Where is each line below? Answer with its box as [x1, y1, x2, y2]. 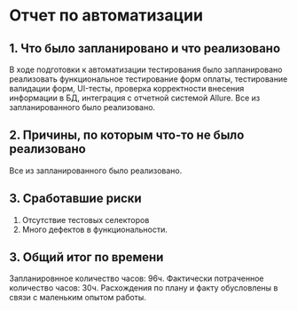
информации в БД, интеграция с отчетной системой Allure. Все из [9, 92, 261, 103]
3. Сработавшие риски [9, 191, 142, 206]
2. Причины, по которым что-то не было [9, 128, 245, 143]
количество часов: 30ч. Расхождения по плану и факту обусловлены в [9, 283, 278, 293]
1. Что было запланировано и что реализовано [9, 41, 281, 56]
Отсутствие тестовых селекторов [21, 214, 150, 225]
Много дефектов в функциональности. [21, 224, 168, 235]
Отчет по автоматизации [9, 5, 204, 26]
